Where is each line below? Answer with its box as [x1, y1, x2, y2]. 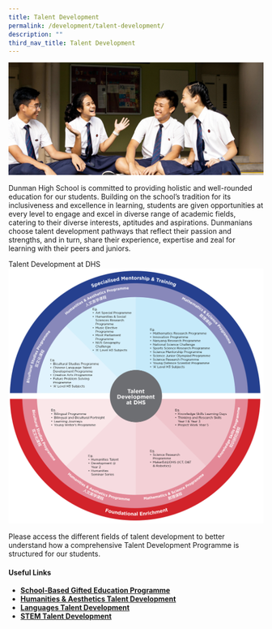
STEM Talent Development [19, 611, 112, 621]
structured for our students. [8, 549, 101, 559]
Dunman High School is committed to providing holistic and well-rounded [8, 183, 253, 192]
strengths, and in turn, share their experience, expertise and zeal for [8, 235, 236, 244]
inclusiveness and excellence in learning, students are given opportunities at [8, 200, 264, 210]
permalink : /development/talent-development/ [8, 21, 164, 30]
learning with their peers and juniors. [8, 243, 131, 253]
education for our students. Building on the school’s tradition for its [8, 192, 232, 201]
